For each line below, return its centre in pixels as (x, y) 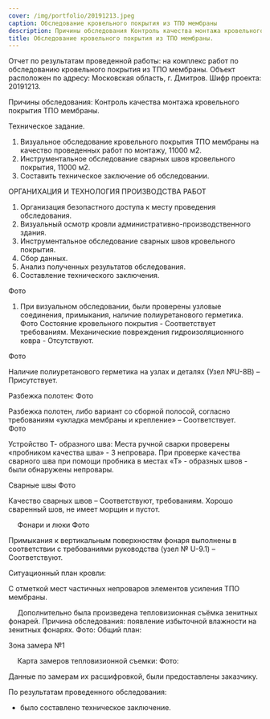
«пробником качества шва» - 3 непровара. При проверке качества (125, 453)
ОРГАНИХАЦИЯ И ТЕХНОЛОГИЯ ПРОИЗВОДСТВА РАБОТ (107, 192)
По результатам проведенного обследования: (88, 692)
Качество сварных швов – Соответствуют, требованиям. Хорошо (121, 501)
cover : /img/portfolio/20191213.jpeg (72, 16)
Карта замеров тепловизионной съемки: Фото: (98, 661)
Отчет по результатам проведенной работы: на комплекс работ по (123, 61)
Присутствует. (33, 380)
